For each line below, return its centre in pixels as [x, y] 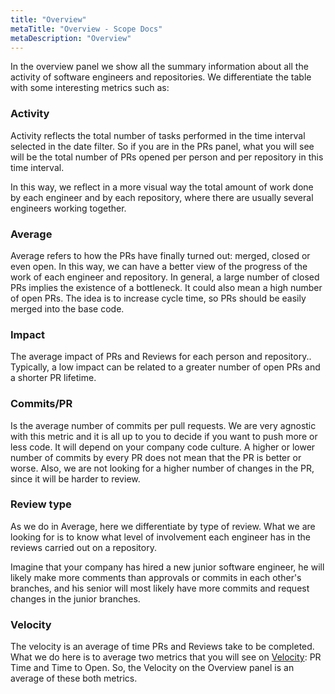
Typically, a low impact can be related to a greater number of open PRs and [165, 367]
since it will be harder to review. [75, 478]
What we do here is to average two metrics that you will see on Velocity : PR [166, 657]
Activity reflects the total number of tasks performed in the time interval [158, 135]
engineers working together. [68, 208]
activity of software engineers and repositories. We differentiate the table [161, 77]
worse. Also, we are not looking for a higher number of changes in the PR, [162, 468]
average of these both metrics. [74, 678]
